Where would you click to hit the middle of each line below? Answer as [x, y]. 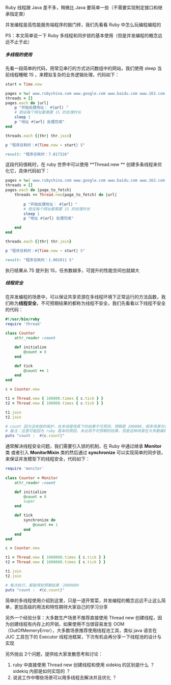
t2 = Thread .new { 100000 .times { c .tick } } [54, 403]
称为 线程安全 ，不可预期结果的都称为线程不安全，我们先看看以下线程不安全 [88, 303]
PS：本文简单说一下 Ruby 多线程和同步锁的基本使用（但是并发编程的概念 [82, 35]
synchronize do [40, 520]
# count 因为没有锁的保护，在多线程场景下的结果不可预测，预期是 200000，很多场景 [83, 426]
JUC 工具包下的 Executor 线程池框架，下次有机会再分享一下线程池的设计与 [83, 637]
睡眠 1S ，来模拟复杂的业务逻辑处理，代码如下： [69, 74]
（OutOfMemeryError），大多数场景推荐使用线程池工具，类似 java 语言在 [81, 630]
